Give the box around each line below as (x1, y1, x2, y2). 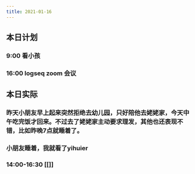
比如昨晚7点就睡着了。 (18, 126, 83, 135)
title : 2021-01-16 (6, 8, 52, 15)
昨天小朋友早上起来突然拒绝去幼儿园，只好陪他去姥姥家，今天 (6, 108, 184, 117)
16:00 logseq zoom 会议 (6, 69, 76, 77)
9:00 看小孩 (6, 51, 41, 60)
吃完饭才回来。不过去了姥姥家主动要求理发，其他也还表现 (12, 117, 178, 126)
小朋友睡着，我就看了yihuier (6, 144, 88, 153)
